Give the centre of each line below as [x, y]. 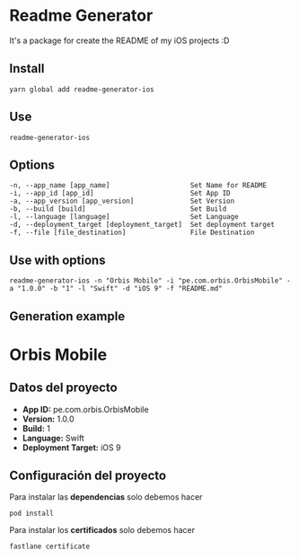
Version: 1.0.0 [48, 419]
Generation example [67, 316]
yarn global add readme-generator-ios [82, 89]
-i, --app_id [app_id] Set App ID [120, 194]
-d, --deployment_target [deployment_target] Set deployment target [142, 225]
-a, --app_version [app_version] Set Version [122, 201]
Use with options [57, 260]
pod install [31, 514]
